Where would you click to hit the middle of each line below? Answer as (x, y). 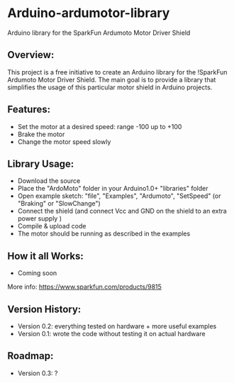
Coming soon (37, 273)
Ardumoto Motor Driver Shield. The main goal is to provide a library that (112, 79)
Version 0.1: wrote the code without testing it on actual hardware (111, 334)
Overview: (31, 55)
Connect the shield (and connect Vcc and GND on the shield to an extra (122, 211)
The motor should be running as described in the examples (104, 234)
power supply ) (40, 218)
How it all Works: (45, 256)
